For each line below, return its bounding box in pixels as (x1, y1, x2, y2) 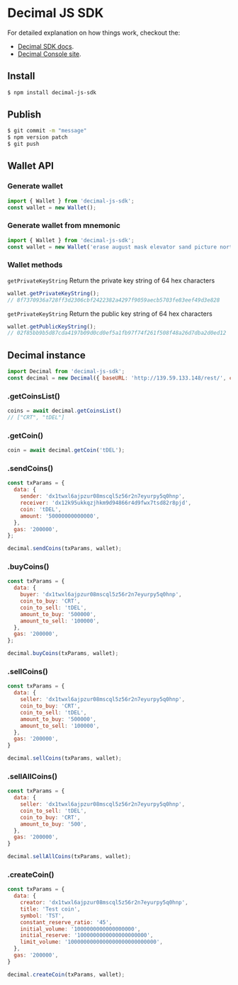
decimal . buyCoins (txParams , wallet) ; (7, 650, 119, 657)
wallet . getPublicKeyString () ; (7, 323, 97, 330)
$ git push (7, 140, 40, 148)
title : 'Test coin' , (20, 905, 81, 913)
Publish (7, 108, 42, 121)
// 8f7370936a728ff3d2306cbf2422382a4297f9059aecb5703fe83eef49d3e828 (7, 296, 220, 304)
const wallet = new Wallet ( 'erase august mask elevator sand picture (7, 243, 217, 251)
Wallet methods (7, 260, 63, 270)
